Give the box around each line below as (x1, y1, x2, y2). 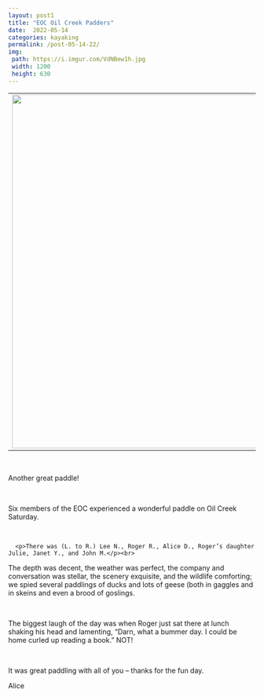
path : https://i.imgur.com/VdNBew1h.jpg (11, 56, 146, 64)
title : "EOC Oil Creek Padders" (8, 19, 114, 27)
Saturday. (8, 512, 39, 521)
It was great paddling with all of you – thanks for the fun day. (8, 666, 204, 675)
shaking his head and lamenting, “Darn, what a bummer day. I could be (8, 626, 237, 636)
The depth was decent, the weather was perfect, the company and (8, 563, 225, 572)
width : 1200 (11, 63, 51, 71)
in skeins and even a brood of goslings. (8, 588, 135, 597)
